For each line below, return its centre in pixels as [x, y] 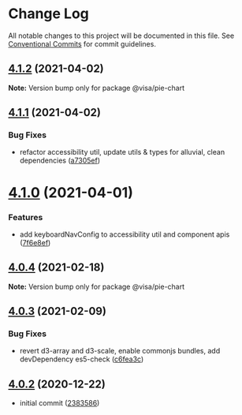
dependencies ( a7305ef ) [60, 161]
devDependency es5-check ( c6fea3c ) [82, 359]
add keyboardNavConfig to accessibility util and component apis [125, 234]
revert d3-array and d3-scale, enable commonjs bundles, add [120, 351]
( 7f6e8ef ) [35, 242]
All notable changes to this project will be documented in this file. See [121, 36]
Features [26, 217]
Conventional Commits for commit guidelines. [82, 43]
